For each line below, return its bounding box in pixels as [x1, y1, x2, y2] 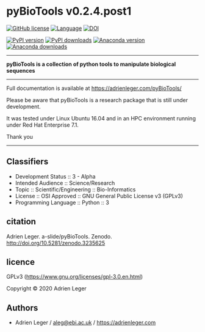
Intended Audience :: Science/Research [15, 179, 115, 186]
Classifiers [6, 157, 49, 167]
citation [6, 216, 37, 227]
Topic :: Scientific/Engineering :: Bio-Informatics [15, 185, 136, 193]
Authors [6, 303, 38, 313]
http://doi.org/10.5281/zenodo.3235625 [6, 239, 106, 246]
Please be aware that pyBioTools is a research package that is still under [6, 96, 188, 103]
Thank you [6, 133, 34, 140]
